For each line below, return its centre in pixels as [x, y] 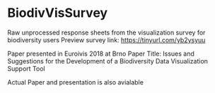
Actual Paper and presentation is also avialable [75, 82]
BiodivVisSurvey [58, 13]
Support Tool [26, 68]
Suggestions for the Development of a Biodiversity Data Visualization [108, 61]
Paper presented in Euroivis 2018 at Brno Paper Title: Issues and [101, 54]
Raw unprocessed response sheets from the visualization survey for [106, 32]
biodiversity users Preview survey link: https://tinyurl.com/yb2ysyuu [106, 39]
